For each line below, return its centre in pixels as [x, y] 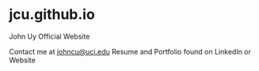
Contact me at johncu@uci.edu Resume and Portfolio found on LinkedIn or [130, 51]
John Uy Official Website [50, 36]
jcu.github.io [52, 15]
